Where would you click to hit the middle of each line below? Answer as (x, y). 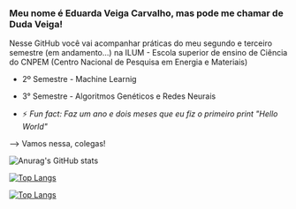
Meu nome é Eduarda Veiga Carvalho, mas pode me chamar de (147, 13)
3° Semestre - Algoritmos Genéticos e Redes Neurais (119, 96)
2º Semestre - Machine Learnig (79, 79)
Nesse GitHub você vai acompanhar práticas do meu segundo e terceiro (140, 43)
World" (35, 127)
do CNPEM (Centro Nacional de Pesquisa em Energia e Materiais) (129, 62)
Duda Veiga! (36, 24)
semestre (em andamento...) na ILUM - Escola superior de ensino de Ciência (148, 53)
